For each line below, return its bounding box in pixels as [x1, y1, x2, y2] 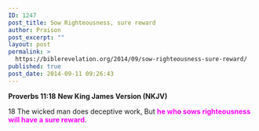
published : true [8, 63, 61, 71]
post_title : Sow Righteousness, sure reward [8, 19, 156, 27]
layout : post [8, 41, 51, 49]
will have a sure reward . [8, 115, 87, 124]
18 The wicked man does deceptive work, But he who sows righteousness [8, 107, 251, 116]
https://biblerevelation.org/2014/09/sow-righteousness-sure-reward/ [15, 56, 247, 64]
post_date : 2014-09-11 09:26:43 [8, 70, 114, 78]
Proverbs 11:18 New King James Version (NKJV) [8, 91, 168, 100]
